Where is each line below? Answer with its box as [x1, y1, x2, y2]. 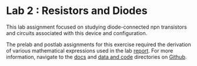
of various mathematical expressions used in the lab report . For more [6, 47, 173, 54]
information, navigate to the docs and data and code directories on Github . [6, 53, 187, 60]
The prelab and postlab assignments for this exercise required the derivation [6, 41, 191, 48]
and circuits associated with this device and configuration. [6, 29, 148, 36]
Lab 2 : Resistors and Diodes [6, 4, 148, 18]
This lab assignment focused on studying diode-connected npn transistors [6, 23, 187, 30]
